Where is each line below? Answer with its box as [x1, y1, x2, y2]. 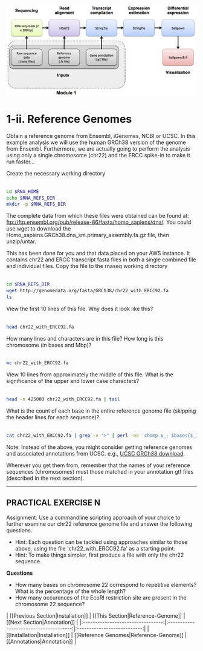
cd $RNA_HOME [6, 188, 39, 195]
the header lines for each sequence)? [6, 414, 100, 421]
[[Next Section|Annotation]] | [6, 618, 79, 626]
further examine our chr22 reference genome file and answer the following [6, 520, 193, 528]
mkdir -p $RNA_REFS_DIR [6, 201, 66, 208]
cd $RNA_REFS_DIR [6, 281, 50, 287]
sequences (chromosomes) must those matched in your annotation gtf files [6, 468, 194, 475]
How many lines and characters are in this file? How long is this [6, 335, 164, 342]
